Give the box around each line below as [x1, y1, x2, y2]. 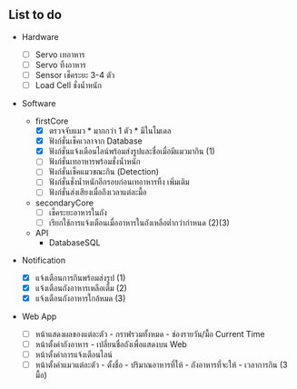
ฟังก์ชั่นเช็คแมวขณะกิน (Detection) [48, 166, 160, 177]
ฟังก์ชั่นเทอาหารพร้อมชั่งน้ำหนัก [48, 156, 141, 167]
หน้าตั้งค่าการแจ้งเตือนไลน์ [35, 349, 113, 360]
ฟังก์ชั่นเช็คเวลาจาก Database [48, 135, 143, 146]
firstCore [35, 115, 69, 126]
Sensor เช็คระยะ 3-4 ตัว [35, 69, 115, 80]
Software [21, 98, 56, 109]
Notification [21, 254, 65, 265]
